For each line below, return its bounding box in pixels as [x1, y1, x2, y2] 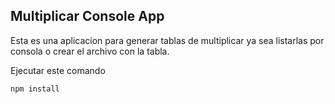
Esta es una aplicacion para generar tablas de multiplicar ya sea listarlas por [10, 34, 325, 46]
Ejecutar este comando [10, 64, 106, 76]
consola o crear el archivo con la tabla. [10, 45, 170, 57]
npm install [10, 84, 60, 94]
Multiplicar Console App [10, 8, 165, 25]
